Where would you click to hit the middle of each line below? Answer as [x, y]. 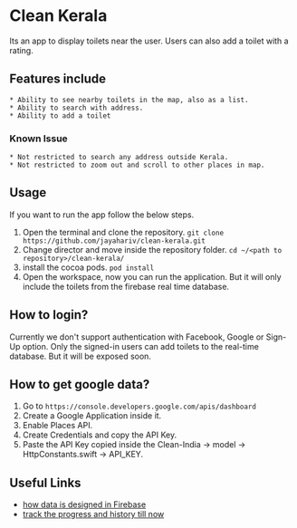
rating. [21, 50]
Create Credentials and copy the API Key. [100, 435]
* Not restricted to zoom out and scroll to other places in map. [137, 165]
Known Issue [38, 139]
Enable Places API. [57, 426]
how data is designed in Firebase [84, 504]
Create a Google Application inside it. [92, 416]
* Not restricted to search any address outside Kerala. [119, 158]
